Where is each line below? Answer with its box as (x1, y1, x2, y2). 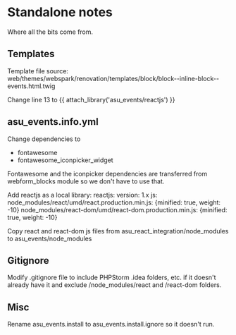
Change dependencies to (7, 135, 81, 143)
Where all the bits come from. (7, 28, 94, 36)
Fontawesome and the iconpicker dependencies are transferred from (7, 169, 208, 178)
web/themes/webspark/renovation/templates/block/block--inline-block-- (7, 74, 220, 83)
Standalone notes (7, 4, 113, 20)
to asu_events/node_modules (7, 234, 92, 243)
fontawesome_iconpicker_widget (17, 156, 114, 164)
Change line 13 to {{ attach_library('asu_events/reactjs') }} (7, 95, 175, 104)
